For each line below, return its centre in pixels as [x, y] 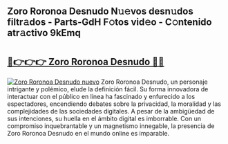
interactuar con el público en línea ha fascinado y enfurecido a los [101, 97]
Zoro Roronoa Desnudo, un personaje [155, 82]
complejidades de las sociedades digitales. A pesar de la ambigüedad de [111, 111]
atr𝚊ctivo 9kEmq [44, 33]
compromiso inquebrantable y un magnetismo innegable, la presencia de [111, 126]
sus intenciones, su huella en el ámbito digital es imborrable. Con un [104, 118]
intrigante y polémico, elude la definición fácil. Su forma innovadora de [108, 89]
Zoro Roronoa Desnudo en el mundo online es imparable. [88, 133]
